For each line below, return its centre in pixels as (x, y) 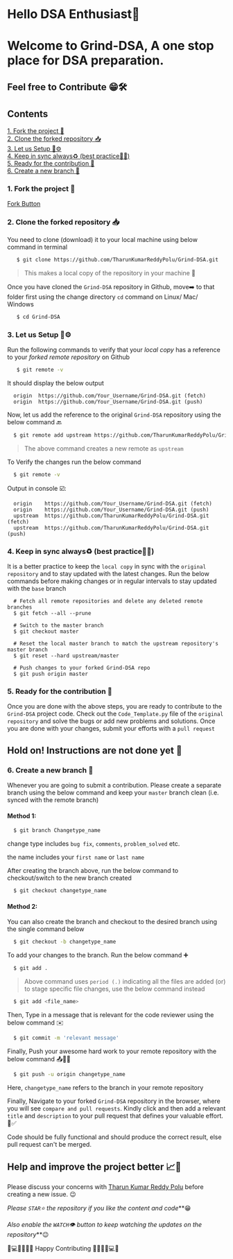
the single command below (46, 929)
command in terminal (37, 247)
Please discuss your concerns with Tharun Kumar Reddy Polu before (105, 1187)
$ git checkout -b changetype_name (65, 942)
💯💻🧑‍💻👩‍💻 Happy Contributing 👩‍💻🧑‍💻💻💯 (63, 1249)
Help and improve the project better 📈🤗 (94, 1167)
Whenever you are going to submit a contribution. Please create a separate (114, 785)
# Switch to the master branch (59, 626)
